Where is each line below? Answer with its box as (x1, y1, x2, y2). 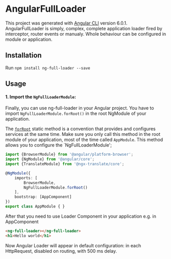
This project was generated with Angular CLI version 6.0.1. (5, 20, 128, 26)
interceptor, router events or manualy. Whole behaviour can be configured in (5, 31, 166, 37)
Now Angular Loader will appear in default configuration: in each (5, 242, 141, 248)
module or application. (5, 36, 53, 42)
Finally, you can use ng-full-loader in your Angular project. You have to (5, 105, 154, 111)
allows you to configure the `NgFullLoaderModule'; (5, 142, 112, 148)
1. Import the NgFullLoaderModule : (5, 93, 77, 100)
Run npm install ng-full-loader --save (5, 64, 90, 70)
